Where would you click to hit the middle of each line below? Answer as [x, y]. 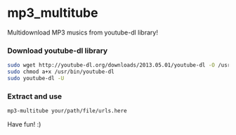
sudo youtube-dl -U [36, 78]
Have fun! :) [24, 124]
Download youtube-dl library [58, 51]
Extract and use [35, 96]
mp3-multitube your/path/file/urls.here [67, 111]
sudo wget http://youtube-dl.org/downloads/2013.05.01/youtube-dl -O [111, 65]
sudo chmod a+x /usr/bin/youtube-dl [61, 72]
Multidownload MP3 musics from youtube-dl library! [83, 32]
